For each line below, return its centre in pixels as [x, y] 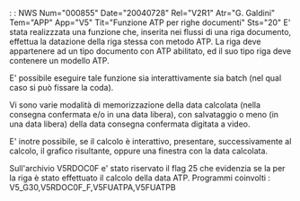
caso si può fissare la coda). [62, 87]
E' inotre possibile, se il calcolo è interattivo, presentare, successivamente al [150, 141]
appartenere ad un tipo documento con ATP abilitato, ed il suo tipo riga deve [150, 51]
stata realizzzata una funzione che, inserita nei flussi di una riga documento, [150, 32]
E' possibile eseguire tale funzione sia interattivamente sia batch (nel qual [146, 78]
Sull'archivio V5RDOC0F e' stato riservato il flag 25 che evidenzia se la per [147, 168]
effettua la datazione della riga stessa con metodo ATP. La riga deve [135, 41]
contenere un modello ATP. [59, 61]
